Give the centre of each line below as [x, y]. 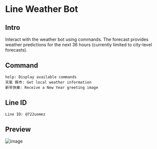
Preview [18, 129]
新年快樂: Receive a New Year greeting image [52, 87]
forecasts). [16, 50]
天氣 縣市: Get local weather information [48, 82]
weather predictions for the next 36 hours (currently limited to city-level [78, 45]
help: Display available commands [41, 77]
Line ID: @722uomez [25, 114]
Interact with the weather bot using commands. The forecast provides [77, 39]
